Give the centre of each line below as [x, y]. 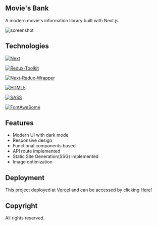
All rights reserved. [25, 218]
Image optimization [33, 162]
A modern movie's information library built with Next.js [62, 20]
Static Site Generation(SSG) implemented [56, 156]
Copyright [21, 206]
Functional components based [44, 146]
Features [19, 123]
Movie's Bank [27, 8]
